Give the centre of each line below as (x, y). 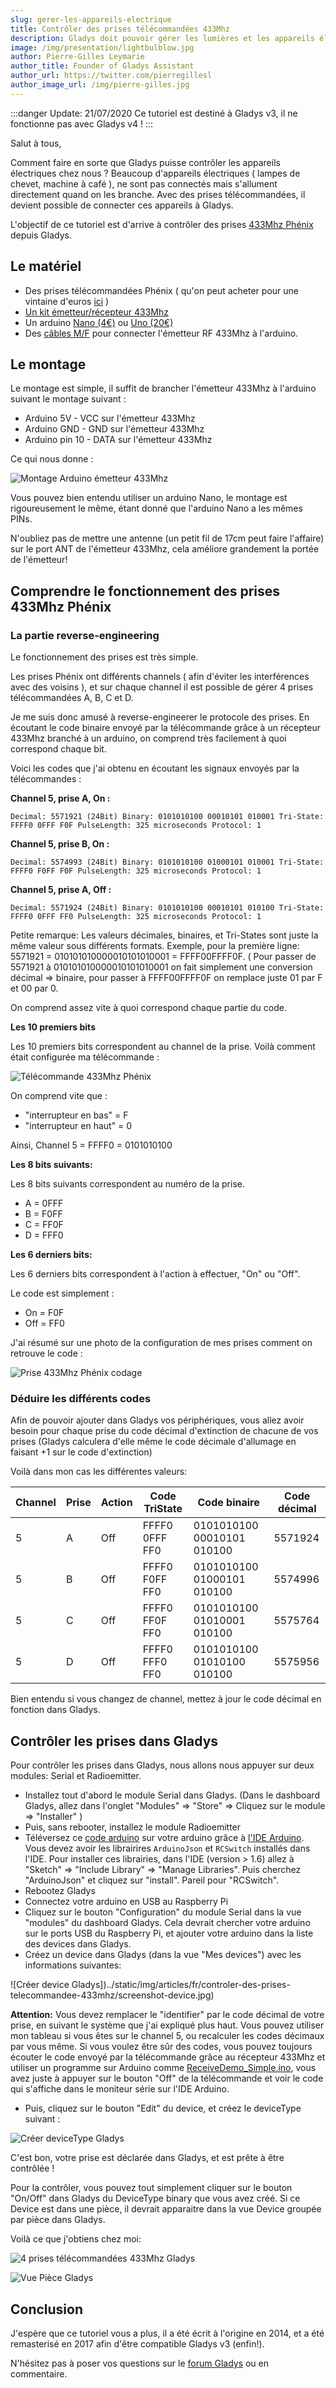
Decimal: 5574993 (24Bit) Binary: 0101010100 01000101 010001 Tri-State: (167, 862)
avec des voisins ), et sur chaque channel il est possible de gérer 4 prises (162, 687)
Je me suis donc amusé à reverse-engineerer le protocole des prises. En (160, 717)
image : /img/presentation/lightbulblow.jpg (102, 47)
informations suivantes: (73, 1965)
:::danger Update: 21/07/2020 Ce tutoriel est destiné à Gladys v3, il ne (154, 113)
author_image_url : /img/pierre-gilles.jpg (100, 85)
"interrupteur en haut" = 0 (78, 1126)
